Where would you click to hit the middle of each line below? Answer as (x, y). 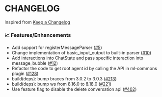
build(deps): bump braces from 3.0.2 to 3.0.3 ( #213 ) (64, 79)
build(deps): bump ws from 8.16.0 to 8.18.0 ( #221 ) (61, 84)
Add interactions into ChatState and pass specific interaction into (77, 58)
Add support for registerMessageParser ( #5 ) (57, 48)
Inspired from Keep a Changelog (38, 22)
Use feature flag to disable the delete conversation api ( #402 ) (74, 89)
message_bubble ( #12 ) (35, 63)
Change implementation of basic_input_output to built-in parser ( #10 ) (81, 53)
